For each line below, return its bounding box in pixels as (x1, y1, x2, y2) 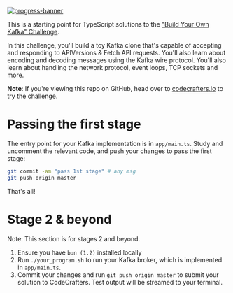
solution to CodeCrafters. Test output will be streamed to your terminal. (17, 278, 223, 286)
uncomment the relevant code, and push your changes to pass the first (7, 147, 212, 155)
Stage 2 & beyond (7, 211, 112, 227)
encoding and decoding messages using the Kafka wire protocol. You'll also (7, 56, 226, 64)
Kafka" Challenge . (7, 28, 59, 36)
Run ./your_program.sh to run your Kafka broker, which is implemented (17, 255, 223, 264)
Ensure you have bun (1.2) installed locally (17, 248, 142, 257)
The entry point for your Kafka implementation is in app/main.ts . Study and (7, 139, 223, 148)
